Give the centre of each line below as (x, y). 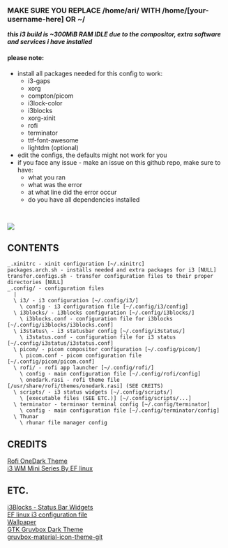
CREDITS (27, 444)
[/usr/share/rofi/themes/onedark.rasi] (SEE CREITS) (85, 386)
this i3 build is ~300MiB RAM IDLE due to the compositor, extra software (114, 34)
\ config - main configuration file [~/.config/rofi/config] (110, 374)
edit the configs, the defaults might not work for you (92, 155)
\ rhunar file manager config (64, 423)
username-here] (36, 19)
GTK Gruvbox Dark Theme (45, 529)
